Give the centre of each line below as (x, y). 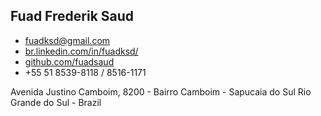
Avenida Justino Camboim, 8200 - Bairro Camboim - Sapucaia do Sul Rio (161, 91)
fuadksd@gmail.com (67, 40)
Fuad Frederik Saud (72, 16)
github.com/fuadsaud (69, 61)
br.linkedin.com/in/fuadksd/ (81, 51)
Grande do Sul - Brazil (56, 102)
